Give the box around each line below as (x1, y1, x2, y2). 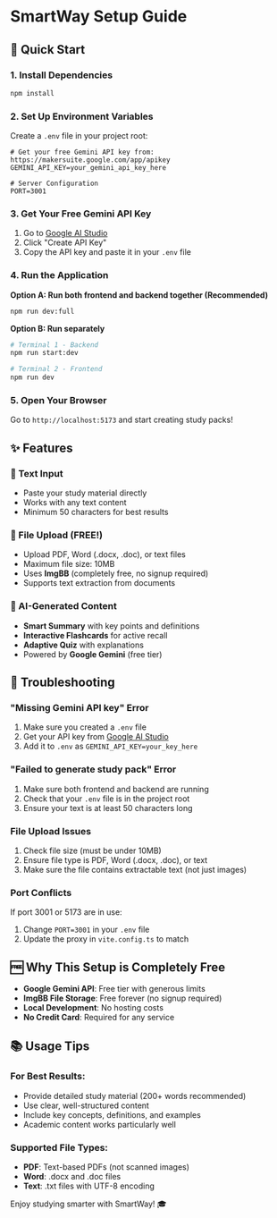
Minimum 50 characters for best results (22, 507, 169, 517)
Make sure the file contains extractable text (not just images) (22, 864, 248, 875)
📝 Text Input (10, 467, 63, 479)
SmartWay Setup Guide (10, 6, 188, 27)
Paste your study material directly (22, 487, 147, 498)
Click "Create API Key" (22, 237, 107, 248)
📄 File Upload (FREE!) (10, 529, 104, 541)
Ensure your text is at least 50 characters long (22, 802, 193, 813)
